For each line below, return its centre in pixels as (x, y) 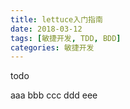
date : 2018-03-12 (46, 29)
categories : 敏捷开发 (52, 47)
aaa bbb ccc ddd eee (54, 95)
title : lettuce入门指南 (56, 19)
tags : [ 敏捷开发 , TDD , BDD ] (66, 38)
